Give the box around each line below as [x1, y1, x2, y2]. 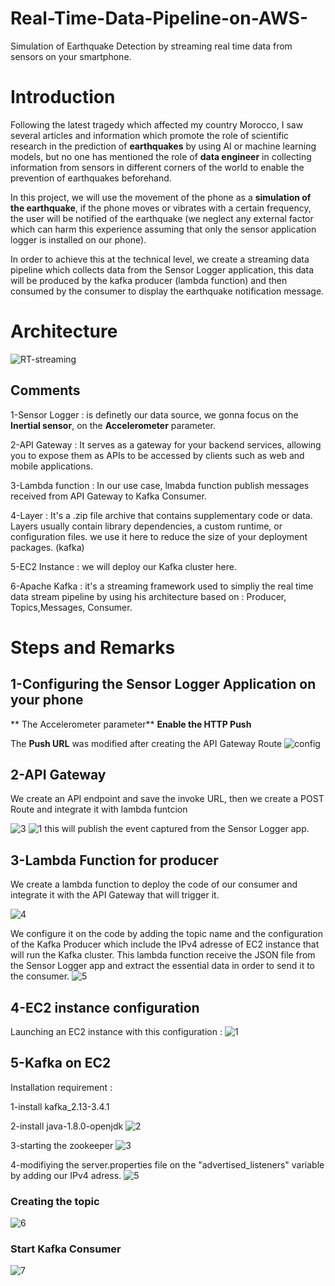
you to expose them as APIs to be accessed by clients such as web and [10, 449, 305, 461]
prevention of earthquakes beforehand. [10, 172, 172, 184]
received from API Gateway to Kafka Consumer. [10, 490, 207, 502]
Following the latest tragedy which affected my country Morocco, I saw [10, 118, 304, 131]
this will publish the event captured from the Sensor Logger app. [44, 823, 310, 835]
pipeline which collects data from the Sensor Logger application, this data [10, 263, 315, 276]
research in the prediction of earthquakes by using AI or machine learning [10, 140, 317, 152]
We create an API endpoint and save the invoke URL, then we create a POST [10, 793, 325, 805]
